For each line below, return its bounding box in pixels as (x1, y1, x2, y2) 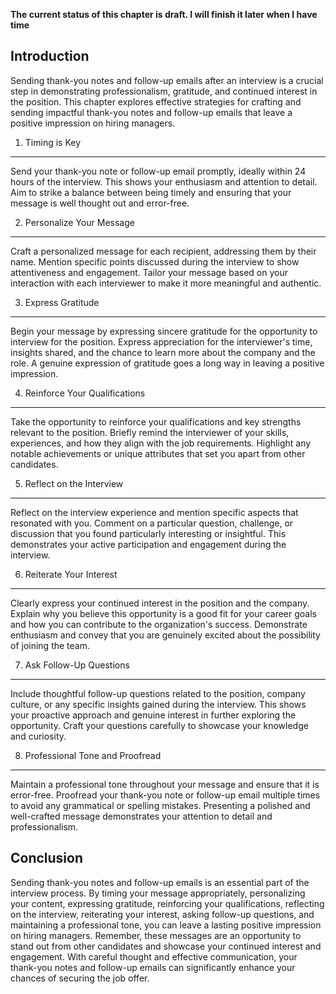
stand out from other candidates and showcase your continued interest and (10, 940, 322, 952)
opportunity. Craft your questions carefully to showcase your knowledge (10, 719, 309, 731)
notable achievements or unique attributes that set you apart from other (10, 447, 306, 459)
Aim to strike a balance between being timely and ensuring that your (10, 186, 292, 198)
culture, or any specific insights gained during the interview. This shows (10, 698, 307, 710)
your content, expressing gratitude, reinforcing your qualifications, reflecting (10, 897, 325, 909)
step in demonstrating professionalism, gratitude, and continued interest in (10, 85, 318, 97)
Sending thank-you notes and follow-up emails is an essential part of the (10, 876, 310, 888)
